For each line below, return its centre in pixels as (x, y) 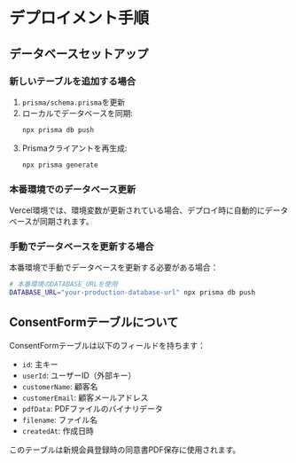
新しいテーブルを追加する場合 (73, 81)
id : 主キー (40, 364)
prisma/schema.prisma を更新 (74, 102)
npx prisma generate (60, 165)
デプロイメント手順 (79, 18)
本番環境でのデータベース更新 (73, 189)
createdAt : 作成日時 (58, 430)
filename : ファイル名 (60, 420)
